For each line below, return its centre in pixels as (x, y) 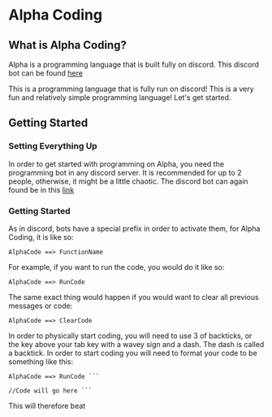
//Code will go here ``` (50, 391)
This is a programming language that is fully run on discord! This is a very (131, 89)
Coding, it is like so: (41, 237)
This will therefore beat (47, 406)
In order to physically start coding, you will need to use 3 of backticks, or (130, 336)
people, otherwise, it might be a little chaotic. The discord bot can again (129, 181)
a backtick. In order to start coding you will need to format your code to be (133, 353)
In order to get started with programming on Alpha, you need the (117, 163)
